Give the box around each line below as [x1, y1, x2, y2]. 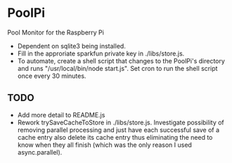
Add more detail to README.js [17, 110, 105, 119]
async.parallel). [17, 148, 63, 156]
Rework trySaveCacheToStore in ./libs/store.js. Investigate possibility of [17, 118, 225, 126]
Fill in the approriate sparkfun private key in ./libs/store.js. [17, 49, 185, 58]
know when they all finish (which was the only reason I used [17, 141, 192, 149]
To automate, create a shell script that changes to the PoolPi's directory [17, 56, 225, 65]
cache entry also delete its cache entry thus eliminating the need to [17, 133, 213, 141]
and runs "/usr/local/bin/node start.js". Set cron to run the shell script [17, 64, 218, 72]
